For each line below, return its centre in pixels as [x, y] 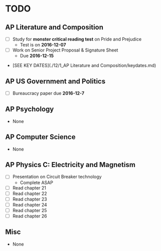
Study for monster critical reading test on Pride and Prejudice [77, 39]
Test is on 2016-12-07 [43, 45]
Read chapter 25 [30, 210]
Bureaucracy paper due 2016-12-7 [48, 93]
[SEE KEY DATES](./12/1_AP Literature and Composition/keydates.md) [84, 65]
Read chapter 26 [30, 216]
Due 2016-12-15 [37, 56]
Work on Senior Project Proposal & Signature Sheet [65, 50]
